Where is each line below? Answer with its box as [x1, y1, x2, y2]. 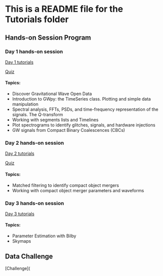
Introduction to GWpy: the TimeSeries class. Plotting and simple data [12, 96, 151, 102]
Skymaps [12, 238, 31, 244]
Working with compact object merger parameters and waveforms [12, 187, 144, 193]
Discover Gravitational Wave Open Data [12, 91, 92, 97]
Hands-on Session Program [5, 33, 92, 42]
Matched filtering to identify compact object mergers [12, 182, 119, 188]
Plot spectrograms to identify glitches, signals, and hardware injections [12, 122, 156, 128]
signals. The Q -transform [12, 112, 63, 118]
